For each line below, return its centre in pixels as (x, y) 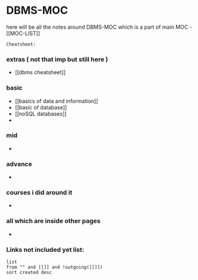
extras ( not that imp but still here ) (57, 59)
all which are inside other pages (53, 221)
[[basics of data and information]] (57, 101)
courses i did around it (39, 193)
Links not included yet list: (45, 249)
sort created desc (29, 273)
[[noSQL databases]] (41, 114)
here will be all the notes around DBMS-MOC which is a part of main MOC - (99, 27)
